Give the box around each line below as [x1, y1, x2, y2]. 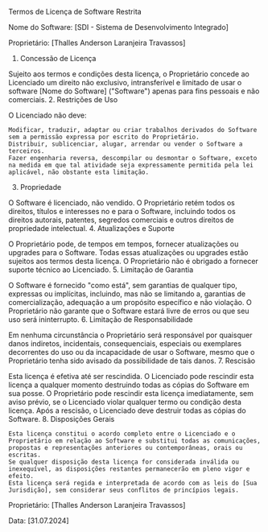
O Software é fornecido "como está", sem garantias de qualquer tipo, [8, 281, 237, 290]
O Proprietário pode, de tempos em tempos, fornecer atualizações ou [8, 239, 239, 249]
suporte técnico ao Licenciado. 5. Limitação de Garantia [8, 265, 194, 274]
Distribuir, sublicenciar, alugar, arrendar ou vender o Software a [8, 140, 243, 148]
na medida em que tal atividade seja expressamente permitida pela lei [8, 161, 254, 169]
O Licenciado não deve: [8, 110, 87, 120]
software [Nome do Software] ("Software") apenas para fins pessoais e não [8, 86, 260, 96]
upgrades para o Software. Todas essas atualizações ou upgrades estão [8, 248, 249, 257]
